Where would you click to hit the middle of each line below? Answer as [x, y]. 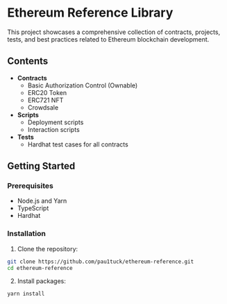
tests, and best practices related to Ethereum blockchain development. [108, 39]
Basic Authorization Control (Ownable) [83, 85]
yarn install [26, 294]
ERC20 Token [47, 92]
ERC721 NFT [45, 100]
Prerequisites [30, 186]
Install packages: [41, 281]
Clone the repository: [48, 248]
